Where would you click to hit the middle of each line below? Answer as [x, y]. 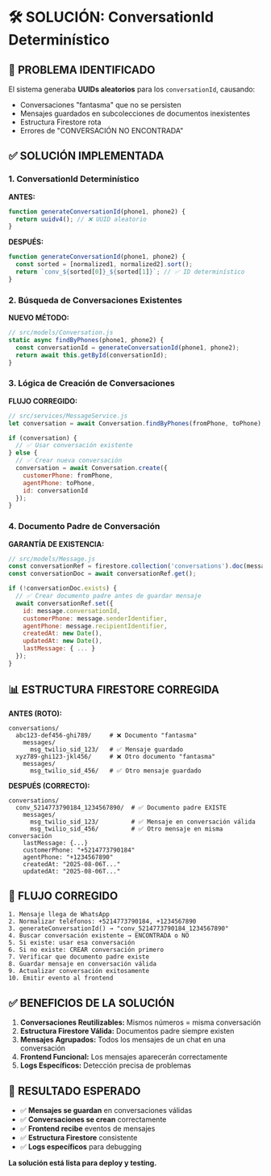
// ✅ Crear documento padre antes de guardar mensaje [108, 596]
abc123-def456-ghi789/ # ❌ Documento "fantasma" [106, 735]
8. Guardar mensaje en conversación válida [83, 964]
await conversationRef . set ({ [65, 603]
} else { [23, 453]
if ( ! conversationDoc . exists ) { [63, 589]
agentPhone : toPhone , [59, 483]
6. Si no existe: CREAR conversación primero [86, 950]
